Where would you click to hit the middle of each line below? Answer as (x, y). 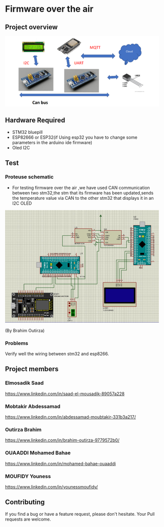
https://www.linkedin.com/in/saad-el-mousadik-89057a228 (65, 394)
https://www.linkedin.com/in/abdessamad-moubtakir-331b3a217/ (71, 417)
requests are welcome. (28, 519)
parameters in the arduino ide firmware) (52, 142)
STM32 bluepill (27, 132)
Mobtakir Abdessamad (33, 406)
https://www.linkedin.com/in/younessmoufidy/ (51, 486)
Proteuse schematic (29, 177)
